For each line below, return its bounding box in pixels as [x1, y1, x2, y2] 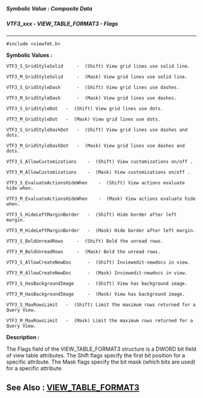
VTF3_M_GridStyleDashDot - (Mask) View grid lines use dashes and [6, 143, 185, 149]
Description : [6, 334, 40, 341]
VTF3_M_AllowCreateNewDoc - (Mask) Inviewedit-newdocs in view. [6, 270, 188, 276]
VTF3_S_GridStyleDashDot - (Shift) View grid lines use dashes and [6, 127, 188, 133]
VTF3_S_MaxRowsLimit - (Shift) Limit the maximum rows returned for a [6, 302, 196, 308]
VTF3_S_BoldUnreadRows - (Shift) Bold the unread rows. [6, 238, 164, 245]
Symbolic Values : [6, 51, 53, 59]
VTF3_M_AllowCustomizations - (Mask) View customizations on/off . [6, 170, 190, 176]
